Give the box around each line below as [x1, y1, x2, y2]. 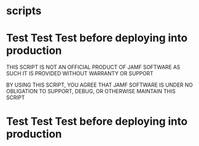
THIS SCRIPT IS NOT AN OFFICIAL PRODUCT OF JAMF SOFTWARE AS [6, 64, 181, 71]
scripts [6, 4, 42, 18]
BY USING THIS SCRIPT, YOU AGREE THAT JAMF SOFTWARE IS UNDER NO [6, 81, 193, 88]
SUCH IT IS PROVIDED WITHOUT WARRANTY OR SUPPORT [6, 70, 153, 77]
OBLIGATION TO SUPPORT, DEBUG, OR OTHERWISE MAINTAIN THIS [6, 88, 176, 95]
